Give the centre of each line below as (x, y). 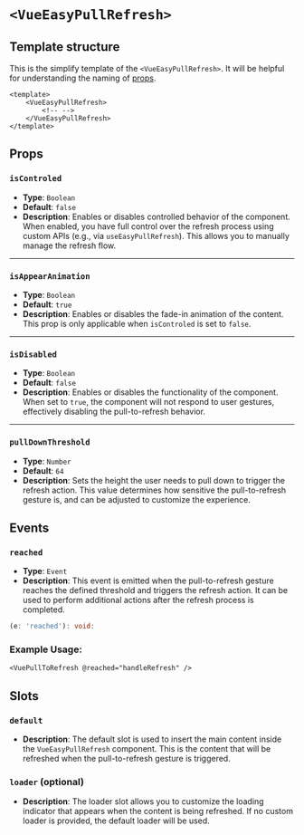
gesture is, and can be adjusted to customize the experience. (136, 499)
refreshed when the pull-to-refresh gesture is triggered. (126, 759)
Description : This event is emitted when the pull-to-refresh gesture (148, 581)
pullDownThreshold (50, 442)
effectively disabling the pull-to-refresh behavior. (114, 412)
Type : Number (47, 461)
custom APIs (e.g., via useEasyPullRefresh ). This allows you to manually (156, 235)
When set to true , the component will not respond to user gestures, (148, 402)
